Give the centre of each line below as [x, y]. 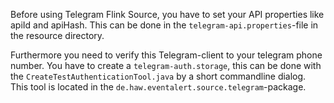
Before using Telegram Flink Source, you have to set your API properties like [167, 14]
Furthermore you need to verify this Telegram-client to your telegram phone [166, 55]
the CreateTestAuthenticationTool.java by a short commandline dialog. [158, 76]
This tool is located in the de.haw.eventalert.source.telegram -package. [158, 87]
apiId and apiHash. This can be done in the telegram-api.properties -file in [164, 25]
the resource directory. [57, 35]
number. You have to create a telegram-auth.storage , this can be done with [166, 65]
